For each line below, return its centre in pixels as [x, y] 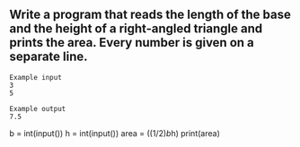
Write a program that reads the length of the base [150, 15]
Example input [36, 77]
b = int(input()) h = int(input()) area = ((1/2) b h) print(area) [115, 133]
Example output [38, 108]
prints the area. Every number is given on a [132, 43]
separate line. [49, 57]
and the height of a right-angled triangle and [136, 29]
